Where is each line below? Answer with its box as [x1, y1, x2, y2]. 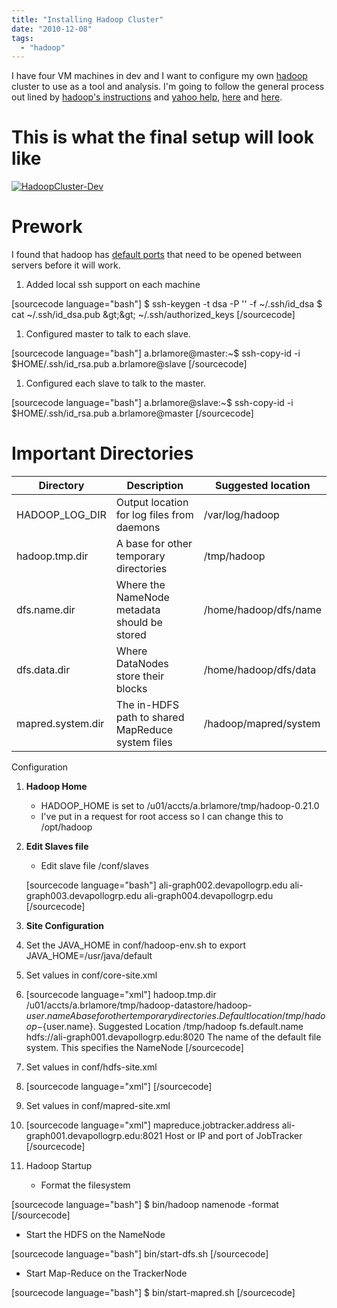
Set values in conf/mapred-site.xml [25, 1100, 171, 1112]
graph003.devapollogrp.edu [25, 890, 143, 902]
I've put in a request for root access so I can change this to [40, 811, 284, 823]
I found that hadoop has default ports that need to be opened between [11, 249, 303, 261]
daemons [115, 521, 161, 535]
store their [115, 669, 165, 683]
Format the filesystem [40, 1179, 131, 1191]
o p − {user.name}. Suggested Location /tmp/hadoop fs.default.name [25, 1021, 304, 1033]
